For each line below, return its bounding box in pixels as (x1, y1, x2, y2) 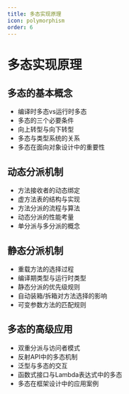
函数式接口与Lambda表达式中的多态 (17, 370, 123, 378)
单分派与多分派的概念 (17, 222, 80, 230)
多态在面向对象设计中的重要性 (17, 143, 105, 152)
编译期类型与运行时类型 (17, 274, 86, 282)
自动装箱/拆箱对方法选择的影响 (17, 291, 108, 300)
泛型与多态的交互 (17, 361, 68, 370)
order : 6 (7, 24, 33, 31)
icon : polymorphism (7, 17, 65, 24)
